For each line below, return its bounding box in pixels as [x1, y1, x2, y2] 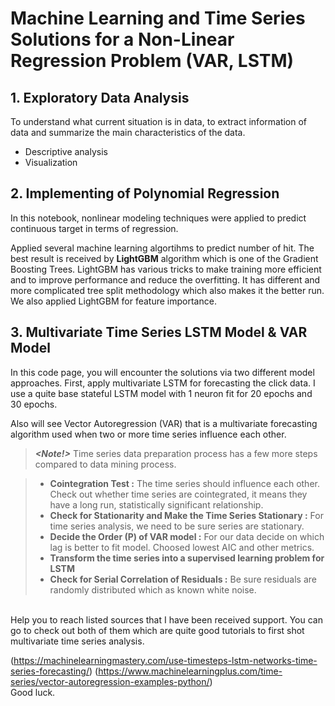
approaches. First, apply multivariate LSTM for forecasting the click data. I [10, 377, 316, 389]
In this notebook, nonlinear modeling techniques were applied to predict [10, 212, 307, 224]
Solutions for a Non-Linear [10, 28, 235, 51]
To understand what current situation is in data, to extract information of [10, 116, 308, 127]
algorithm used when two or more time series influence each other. [10, 428, 287, 440]
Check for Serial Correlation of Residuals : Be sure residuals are [49, 573, 318, 585]
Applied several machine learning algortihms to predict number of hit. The [10, 242, 315, 254]
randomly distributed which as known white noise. [49, 583, 257, 596]
